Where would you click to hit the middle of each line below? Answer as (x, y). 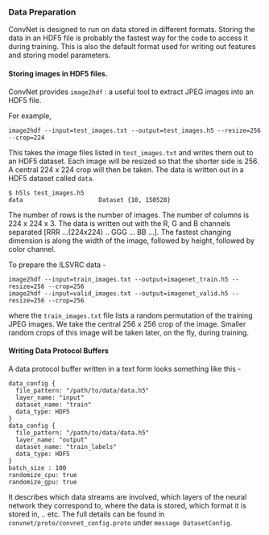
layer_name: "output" (52, 440)
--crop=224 (27, 138)
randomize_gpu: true (43, 482)
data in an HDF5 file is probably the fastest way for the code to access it (128, 38)
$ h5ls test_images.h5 (46, 193)
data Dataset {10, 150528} (90, 200)
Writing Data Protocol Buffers (58, 351)
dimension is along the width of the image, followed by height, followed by (132, 241)
